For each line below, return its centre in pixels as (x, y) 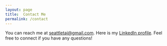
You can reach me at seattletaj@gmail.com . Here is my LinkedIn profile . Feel (84, 33)
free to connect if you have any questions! (49, 38)
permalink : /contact (27, 19)
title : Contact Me (26, 14)
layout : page (19, 10)
